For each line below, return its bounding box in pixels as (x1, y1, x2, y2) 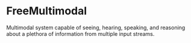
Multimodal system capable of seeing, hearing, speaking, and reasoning (6, 24, 186, 31)
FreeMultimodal (6, 4, 87, 18)
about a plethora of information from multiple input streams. (6, 30, 155, 37)
